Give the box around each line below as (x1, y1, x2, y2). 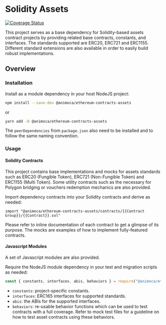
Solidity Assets (5, 3, 69, 15)
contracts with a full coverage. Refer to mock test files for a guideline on (12, 309, 160, 315)
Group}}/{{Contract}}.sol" (5, 213, 61, 218)
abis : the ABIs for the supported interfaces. (12, 298, 101, 304)
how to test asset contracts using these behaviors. (12, 314, 115, 320)
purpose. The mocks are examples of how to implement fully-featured (5, 227, 148, 233)
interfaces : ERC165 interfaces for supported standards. (12, 293, 126, 299)
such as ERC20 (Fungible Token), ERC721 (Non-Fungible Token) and (5, 174, 144, 180)
